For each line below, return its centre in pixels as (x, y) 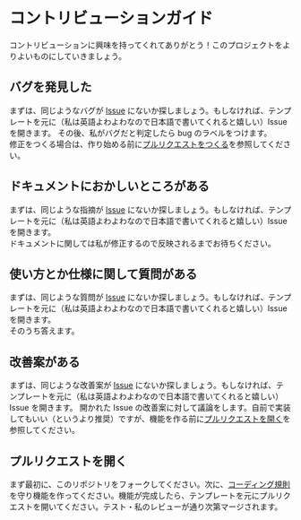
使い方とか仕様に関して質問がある (103, 274)
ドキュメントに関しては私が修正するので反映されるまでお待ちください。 (142, 243)
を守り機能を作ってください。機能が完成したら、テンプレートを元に (134, 495)
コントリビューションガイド (111, 18)
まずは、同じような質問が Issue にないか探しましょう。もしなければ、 (139, 298)
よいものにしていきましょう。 (72, 56)
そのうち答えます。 (44, 331)
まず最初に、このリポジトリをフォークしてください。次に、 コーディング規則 (150, 484)
